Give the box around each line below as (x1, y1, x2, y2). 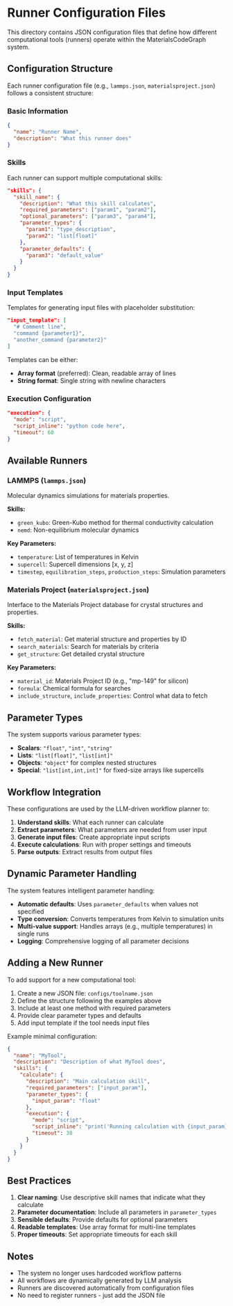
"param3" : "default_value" (25, 252, 104, 259)
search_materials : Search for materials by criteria (17, 643, 159, 651)
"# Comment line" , (13, 324, 67, 331)
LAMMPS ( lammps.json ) (7, 475, 87, 485)
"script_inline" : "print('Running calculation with (32, 1123, 185, 1131)
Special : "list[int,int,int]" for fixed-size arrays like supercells (17, 766, 205, 774)
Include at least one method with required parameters (17, 1004, 171, 1012)
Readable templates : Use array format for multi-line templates (17, 1223, 196, 1232)
